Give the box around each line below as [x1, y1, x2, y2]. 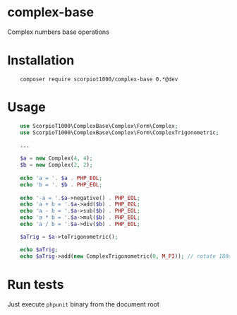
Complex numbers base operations [7, 28, 109, 36]
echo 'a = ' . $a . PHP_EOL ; [20, 174, 102, 182]
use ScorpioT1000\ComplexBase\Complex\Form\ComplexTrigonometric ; [20, 129, 219, 136]
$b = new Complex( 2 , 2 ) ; [20, 162, 93, 169]
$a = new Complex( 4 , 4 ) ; [20, 155, 93, 162]
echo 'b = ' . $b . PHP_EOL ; [20, 181, 102, 188]
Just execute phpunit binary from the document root [7, 299, 160, 308]
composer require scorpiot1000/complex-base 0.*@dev [20, 76, 178, 83]
